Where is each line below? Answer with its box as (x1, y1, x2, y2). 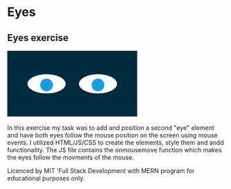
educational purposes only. (7, 174, 85, 182)
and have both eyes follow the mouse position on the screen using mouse (7, 131, 219, 139)
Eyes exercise (7, 32, 69, 44)
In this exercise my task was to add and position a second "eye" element (7, 123, 215, 132)
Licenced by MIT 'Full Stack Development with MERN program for (7, 166, 195, 174)
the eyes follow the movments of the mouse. (7, 153, 135, 161)
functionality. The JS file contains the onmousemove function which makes (7, 145, 222, 154)
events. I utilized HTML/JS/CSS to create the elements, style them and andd (7, 138, 224, 147)
